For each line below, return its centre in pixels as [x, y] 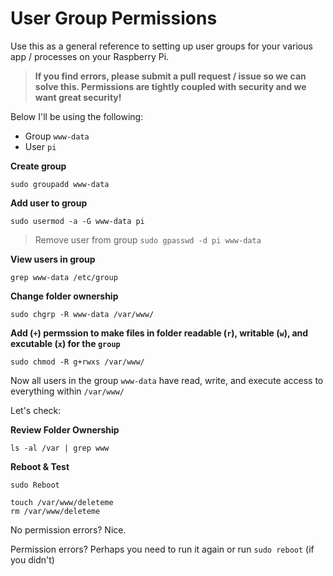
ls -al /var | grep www [60, 448]
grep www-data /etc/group [64, 277]
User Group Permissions [114, 18]
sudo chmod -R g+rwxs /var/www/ [77, 362]
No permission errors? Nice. [68, 529]
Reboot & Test [40, 466]
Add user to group [49, 203]
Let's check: [36, 410]
